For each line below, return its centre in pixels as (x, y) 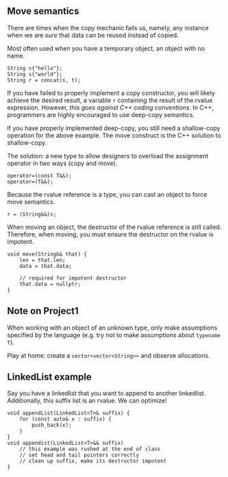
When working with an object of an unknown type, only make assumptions (112, 328)
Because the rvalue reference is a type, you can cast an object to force (107, 194)
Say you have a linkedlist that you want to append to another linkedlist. (106, 393)
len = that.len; (43, 260)
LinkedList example (50, 377)
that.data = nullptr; (50, 284)
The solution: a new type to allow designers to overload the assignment (108, 156)
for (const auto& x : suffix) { (65, 419)
